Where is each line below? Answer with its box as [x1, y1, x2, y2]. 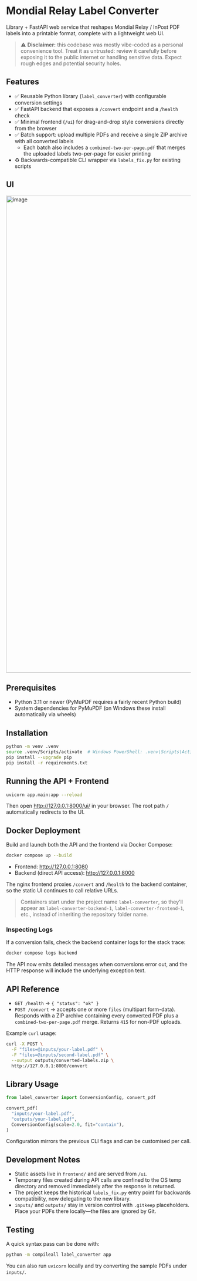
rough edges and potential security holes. [20, 60, 121, 67]
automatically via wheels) [14, 711, 76, 718]
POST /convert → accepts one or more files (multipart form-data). [14, 1006, 176, 1013]
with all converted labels [14, 137, 74, 144]
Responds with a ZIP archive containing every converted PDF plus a [14, 1012, 179, 1019]
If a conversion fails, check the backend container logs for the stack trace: [6, 939, 186, 946]
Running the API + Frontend [6, 776, 109, 786]
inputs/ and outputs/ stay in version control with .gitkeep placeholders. [14, 1202, 189, 1209]
